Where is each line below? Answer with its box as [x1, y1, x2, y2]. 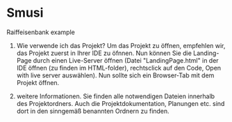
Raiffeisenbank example [6, 28, 76, 36]
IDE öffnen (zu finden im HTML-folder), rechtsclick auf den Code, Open [16, 63, 222, 72]
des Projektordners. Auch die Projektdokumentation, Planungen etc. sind [16, 99, 225, 107]
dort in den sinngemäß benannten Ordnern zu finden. [16, 107, 169, 115]
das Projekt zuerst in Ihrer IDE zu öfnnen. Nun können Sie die [16, 49, 192, 57]
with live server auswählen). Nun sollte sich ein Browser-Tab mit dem [16, 71, 215, 79]
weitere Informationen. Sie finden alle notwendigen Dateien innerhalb [16, 92, 215, 100]
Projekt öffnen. [16, 78, 60, 86]
